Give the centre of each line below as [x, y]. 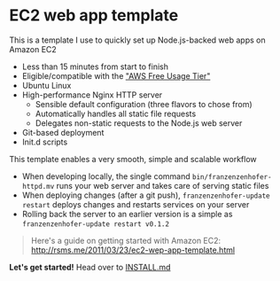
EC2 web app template [94, 16]
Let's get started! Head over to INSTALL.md [90, 267]
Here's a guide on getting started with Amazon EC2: [126, 240]
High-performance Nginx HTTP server [92, 95]
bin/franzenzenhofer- [232, 177]
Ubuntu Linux [47, 85]
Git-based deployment [63, 132]
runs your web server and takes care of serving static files [163, 185]
